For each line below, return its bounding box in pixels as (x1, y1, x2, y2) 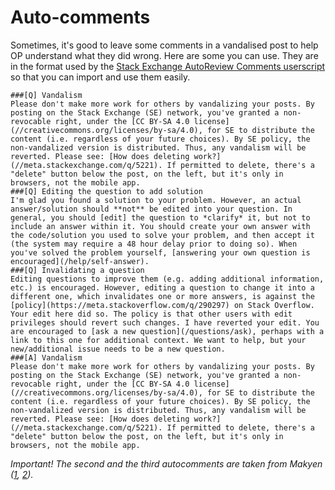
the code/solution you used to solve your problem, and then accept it (10, 230, 315, 240)
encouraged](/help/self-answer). (10, 256, 150, 266)
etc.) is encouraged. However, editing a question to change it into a (10, 282, 315, 293)
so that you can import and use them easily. (10, 71, 191, 83)
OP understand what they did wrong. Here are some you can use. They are (10, 49, 319, 61)
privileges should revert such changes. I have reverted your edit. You (10, 317, 320, 328)
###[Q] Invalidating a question (10, 265, 145, 275)
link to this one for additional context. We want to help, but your (10, 335, 307, 345)
